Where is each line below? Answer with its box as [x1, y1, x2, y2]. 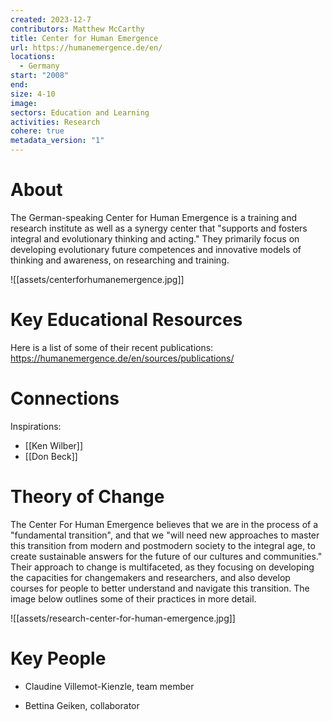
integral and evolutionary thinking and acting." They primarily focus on [10, 232, 300, 245]
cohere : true [10, 126, 65, 136]
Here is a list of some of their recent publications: [10, 341, 214, 353]
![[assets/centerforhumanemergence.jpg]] [10, 273, 185, 285]
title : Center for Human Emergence [10, 33, 159, 43]
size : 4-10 [10, 89, 56, 99]
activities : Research [10, 117, 101, 127]
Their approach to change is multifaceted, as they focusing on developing [10, 561, 315, 573]
